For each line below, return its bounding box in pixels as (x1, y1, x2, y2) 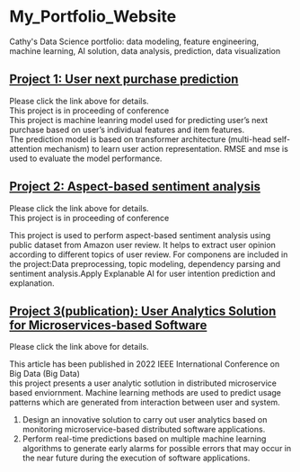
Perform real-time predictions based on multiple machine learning (22, 433, 267, 444)
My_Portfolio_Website (9, 6, 177, 27)
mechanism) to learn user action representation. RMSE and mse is (43, 143, 289, 154)
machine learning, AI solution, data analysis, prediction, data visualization (9, 45, 281, 56)
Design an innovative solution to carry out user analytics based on (22, 414, 268, 425)
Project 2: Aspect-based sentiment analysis (9, 179, 260, 194)
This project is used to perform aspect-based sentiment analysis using (9, 229, 271, 240)
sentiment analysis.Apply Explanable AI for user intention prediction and (9, 268, 276, 279)
